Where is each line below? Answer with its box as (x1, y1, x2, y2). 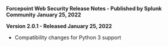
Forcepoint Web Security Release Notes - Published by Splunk (6, 5, 162, 12)
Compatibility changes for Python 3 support (14, 34, 121, 41)
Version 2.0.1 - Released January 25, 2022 (6, 23, 112, 29)
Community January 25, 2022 (6, 11, 81, 18)
